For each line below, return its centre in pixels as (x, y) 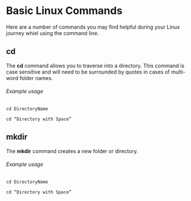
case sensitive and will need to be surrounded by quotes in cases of (88, 72)
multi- (178, 72)
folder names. (36, 78)
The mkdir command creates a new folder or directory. (72, 151)
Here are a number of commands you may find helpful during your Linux (93, 27)
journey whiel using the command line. (53, 33)
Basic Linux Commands (64, 11)
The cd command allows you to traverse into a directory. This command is (95, 65)
